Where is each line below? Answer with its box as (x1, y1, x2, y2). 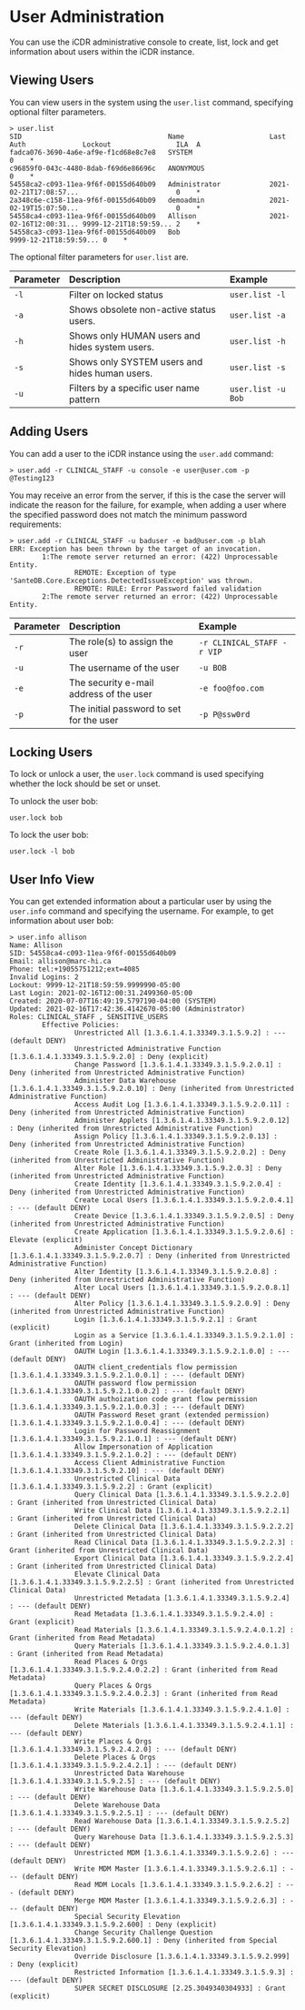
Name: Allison (9, 941, 64, 950)
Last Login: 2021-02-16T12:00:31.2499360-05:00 (9, 989, 193, 998)
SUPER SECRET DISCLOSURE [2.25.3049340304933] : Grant (74, 1984, 286, 1994)
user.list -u (230, 384, 286, 394)
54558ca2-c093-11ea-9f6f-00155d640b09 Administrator (9, 179, 221, 188)
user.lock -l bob (9, 847, 75, 856)
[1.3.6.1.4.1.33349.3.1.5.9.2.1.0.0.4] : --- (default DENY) (9, 1419, 246, 1428)
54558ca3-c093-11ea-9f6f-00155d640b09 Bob (9, 227, 181, 237)
